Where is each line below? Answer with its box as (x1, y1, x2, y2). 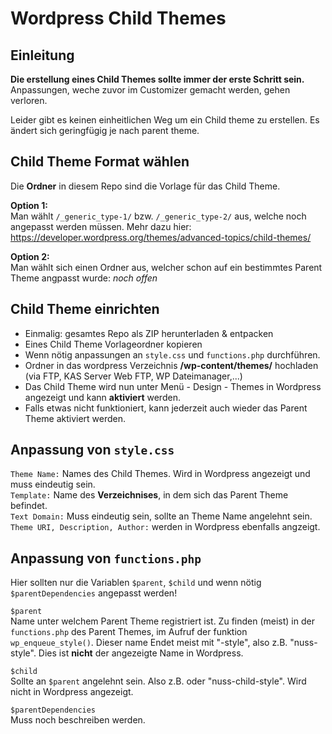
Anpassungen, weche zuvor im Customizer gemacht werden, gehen (10, 84, 291, 96)
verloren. (10, 95, 48, 106)
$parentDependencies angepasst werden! (10, 587, 178, 599)
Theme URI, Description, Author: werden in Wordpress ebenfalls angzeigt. (10, 521, 321, 533)
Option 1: (10, 199, 48, 211)
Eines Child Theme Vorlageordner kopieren (24, 338, 203, 350)
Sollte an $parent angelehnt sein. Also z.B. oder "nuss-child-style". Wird (10, 675, 307, 687)
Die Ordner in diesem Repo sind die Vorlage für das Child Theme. (10, 180, 281, 192)
